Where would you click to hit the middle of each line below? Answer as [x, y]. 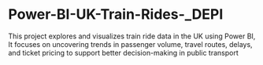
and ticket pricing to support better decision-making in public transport [123, 52]
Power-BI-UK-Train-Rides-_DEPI [116, 14]
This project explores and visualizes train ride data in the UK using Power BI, [132, 36]
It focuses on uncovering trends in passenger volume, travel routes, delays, [131, 44]
